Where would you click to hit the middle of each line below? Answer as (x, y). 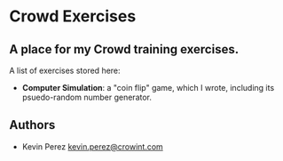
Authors (32, 125)
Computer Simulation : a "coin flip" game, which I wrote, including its (148, 88)
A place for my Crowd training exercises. (124, 49)
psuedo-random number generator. (87, 97)
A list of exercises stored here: (65, 70)
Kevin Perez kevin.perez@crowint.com (93, 146)
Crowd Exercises (73, 16)
